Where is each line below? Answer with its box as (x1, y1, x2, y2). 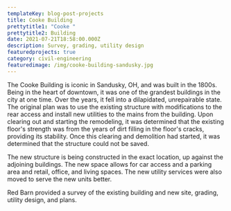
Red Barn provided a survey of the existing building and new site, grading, (7, 188, 219, 196)
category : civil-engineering (7, 55, 92, 62)
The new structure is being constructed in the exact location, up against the (7, 153, 223, 161)
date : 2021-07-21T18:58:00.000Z (7, 36, 101, 43)
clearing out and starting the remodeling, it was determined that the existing (7, 117, 224, 125)
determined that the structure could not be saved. (7, 139, 149, 147)
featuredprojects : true (7, 49, 76, 56)
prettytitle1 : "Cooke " (7, 23, 76, 30)
